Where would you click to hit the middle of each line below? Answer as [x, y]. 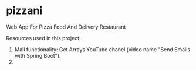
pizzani [24, 11]
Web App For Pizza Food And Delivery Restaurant [66, 27]
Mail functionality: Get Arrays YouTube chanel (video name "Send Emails [102, 49]
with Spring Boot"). [38, 55]
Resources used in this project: [43, 38]
